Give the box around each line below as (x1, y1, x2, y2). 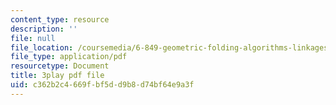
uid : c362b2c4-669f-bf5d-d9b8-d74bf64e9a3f (10, 80, 195, 90)
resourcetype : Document (10, 61, 110, 71)
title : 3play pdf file (10, 71, 105, 81)
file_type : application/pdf (10, 52, 128, 62)
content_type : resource (10, 14, 110, 25)
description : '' (10, 24, 78, 34)
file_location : (10, 42, 74, 53)
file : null (10, 33, 56, 43)
